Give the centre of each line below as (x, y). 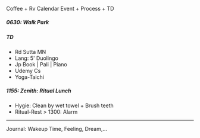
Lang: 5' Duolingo (36, 58)
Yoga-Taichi (29, 77)
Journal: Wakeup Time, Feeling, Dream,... (57, 129)
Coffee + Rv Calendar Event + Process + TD (60, 9)
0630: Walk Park (28, 22)
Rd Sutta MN (30, 52)
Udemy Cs (28, 71)
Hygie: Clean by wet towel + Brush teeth (64, 105)
